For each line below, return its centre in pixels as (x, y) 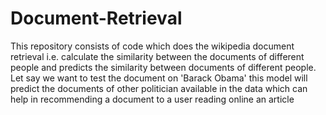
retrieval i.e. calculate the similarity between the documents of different (157, 56)
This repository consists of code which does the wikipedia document (152, 46)
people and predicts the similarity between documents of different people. (163, 67)
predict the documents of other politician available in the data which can (159, 88)
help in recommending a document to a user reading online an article (152, 99)
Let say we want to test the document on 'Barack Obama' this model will (159, 78)
